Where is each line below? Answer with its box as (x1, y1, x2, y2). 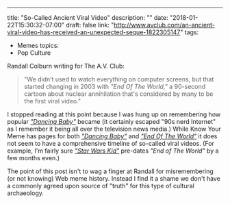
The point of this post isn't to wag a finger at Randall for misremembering (7, 167, 214, 175)
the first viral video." (23, 97, 81, 105)
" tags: (180, 28, 199, 36)
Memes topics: (16, 42, 60, 49)
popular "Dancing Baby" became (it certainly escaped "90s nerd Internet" (7, 118, 216, 125)
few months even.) (7, 154, 60, 162)
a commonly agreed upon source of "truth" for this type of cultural (7, 182, 195, 190)
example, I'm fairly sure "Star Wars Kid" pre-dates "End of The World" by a (7, 146, 219, 155)
